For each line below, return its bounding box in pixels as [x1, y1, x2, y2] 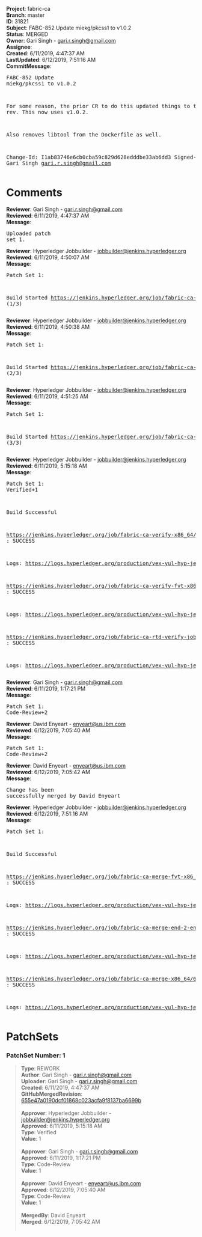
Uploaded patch [6, 230, 51, 237]
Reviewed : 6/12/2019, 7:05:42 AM [6, 768, 91, 775]
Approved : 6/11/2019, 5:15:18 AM [20, 1122, 103, 1129]
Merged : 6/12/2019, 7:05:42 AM [20, 1218, 100, 1226]
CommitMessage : [6, 63, 52, 70]
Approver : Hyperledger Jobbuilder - [20, 1110, 112, 1117]
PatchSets [6, 1030, 59, 1043]
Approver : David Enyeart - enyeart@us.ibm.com [20, 1180, 141, 1187]
